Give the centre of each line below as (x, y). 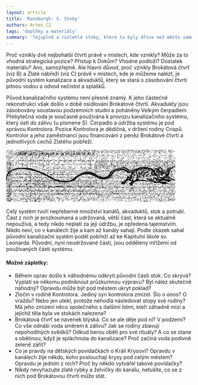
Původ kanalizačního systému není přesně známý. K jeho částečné (87, 98)
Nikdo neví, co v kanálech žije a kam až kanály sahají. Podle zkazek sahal (95, 230)
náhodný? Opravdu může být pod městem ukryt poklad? (83, 288)
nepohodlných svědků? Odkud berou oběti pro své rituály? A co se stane (103, 332)
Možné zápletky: (27, 262)
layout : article (26, 12)
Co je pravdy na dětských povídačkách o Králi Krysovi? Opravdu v (95, 351)
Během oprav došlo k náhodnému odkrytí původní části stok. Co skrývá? (103, 276)
